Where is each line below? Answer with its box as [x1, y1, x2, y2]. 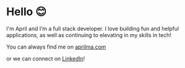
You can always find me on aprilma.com [6, 43, 106, 50]
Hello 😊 [6, 5, 47, 19]
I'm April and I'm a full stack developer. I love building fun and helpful [6, 25, 179, 32]
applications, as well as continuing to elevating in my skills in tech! [6, 31, 172, 38]
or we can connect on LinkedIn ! [6, 55, 86, 62]
